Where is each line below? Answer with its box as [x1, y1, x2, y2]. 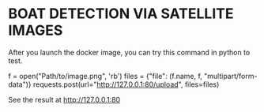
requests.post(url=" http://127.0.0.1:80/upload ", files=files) [32, 80, 220, 89]
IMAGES [8, 21, 63, 39]
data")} [8, 80, 32, 89]
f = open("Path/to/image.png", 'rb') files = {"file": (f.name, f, [8, 71, 203, 80]
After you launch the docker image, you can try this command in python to [8, 47, 251, 57]
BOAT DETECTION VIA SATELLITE [8, 5, 234, 23]
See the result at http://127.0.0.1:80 [8, 95, 121, 104]
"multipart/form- [204, 71, 258, 80]
